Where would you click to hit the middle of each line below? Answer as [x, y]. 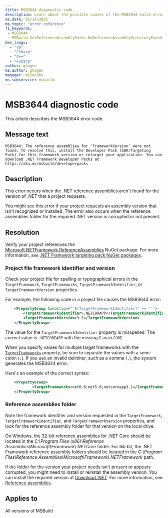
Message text [27, 134]
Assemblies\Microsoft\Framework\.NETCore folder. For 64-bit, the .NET [79, 446]
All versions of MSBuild [29, 510]
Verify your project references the [40, 244]
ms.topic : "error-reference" [35, 24]
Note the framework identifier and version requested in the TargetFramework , [84, 415]
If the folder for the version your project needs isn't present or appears [78, 467]
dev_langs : [16, 43]
